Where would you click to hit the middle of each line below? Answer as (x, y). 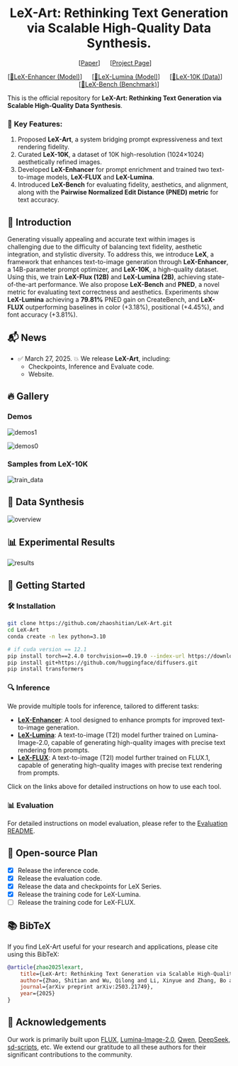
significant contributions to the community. (70, 1054)
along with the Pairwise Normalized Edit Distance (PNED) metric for (118, 192)
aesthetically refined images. (60, 162)
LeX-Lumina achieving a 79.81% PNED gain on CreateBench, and (103, 300)
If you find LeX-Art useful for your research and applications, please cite (113, 947)
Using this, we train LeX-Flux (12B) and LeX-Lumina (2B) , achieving (107, 277)
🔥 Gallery (28, 397)
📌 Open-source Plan (52, 853)
